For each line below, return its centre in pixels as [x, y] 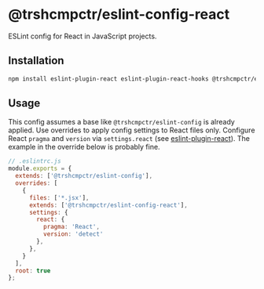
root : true [33, 271]
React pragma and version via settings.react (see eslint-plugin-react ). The [129, 139]
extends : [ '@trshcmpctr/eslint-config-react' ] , [108, 205]
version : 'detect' [73, 234]
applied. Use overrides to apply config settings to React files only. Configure [132, 130]
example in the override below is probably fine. [84, 147]
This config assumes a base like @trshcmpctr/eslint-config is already [122, 122]
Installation [36, 61]
